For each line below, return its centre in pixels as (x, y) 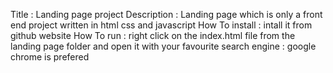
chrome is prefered (50, 57)
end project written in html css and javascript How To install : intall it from (161, 25)
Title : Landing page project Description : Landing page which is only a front (166, 14)
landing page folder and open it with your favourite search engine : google (163, 46)
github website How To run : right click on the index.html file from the (153, 35)
